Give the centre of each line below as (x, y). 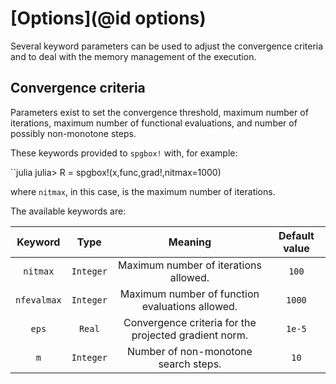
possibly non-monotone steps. (73, 133)
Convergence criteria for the (190, 322)
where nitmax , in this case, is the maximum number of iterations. (143, 191)
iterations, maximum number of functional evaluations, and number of (154, 123)
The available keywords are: (68, 211)
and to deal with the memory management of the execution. (133, 56)
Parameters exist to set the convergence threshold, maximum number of (159, 112)
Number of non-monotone (190, 351)
